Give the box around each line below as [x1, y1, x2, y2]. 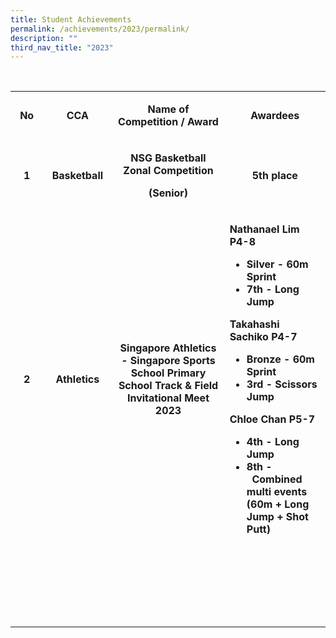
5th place [251, 169, 298, 183]
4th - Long [246, 435, 300, 449]
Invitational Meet [126, 391, 210, 405]
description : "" [10, 33, 78, 43]
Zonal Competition [123, 164, 214, 178]
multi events [246, 485, 308, 499]
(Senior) [148, 186, 189, 200]
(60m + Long [246, 497, 310, 511]
